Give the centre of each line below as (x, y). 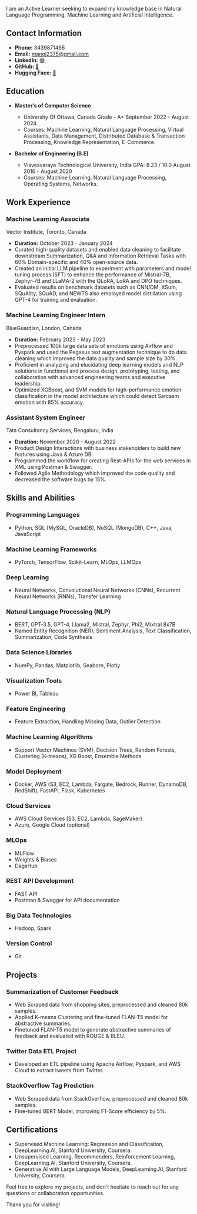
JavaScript (28, 534)
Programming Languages (43, 515)
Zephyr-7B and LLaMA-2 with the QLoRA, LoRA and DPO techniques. (98, 281)
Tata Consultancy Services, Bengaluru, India (60, 430)
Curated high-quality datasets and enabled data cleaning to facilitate (98, 250)
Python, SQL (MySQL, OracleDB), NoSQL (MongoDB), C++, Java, (94, 527)
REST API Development (40, 881)
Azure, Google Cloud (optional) (52, 825)
